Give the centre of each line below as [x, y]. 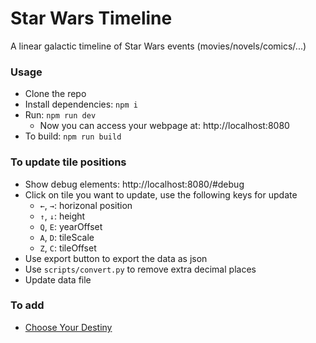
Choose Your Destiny [68, 327]
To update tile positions [68, 162]
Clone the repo [55, 94]
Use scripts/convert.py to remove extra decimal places [140, 269]
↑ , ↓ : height [62, 216]
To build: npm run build [73, 136]
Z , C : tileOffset [68, 248]
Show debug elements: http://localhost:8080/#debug [134, 184]
